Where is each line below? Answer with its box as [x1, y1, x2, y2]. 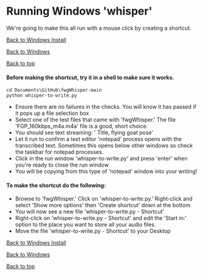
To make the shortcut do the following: [6, 181, 106, 189]
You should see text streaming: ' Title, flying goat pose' [15, 129, 154, 136]
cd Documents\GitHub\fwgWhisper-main [6, 87, 102, 94]
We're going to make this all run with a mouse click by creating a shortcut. [6, 24, 191, 32]
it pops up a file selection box [15, 109, 89, 117]
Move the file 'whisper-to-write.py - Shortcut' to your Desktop [15, 227, 171, 235]
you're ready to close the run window [15, 161, 109, 168]
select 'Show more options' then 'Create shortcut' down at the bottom [15, 202, 191, 209]
